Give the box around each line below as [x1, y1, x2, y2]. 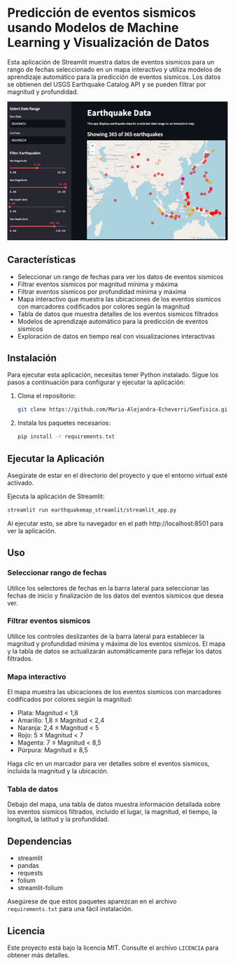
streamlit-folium [17, 884, 64, 892]
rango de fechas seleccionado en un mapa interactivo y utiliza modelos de [7, 65, 222, 73]
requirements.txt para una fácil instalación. [7, 905, 133, 913]
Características [7, 254, 76, 266]
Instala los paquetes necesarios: [17, 418, 111, 428]
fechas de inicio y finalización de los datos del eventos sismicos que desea [7, 591, 224, 600]
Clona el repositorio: [17, 392, 76, 400]
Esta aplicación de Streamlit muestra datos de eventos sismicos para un [7, 57, 215, 66]
